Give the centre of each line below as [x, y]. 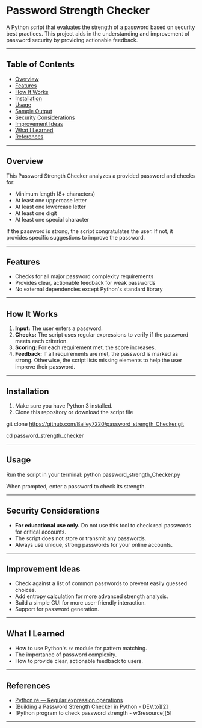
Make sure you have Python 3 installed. [64, 406]
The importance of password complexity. [66, 655]
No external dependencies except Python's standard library [89, 289]
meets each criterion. [41, 341]
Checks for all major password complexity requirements [84, 276]
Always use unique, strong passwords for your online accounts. [94, 544]
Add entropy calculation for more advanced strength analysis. [91, 596]
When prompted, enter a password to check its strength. [76, 486]
